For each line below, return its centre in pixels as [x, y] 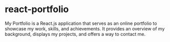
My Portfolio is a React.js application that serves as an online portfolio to [81, 23]
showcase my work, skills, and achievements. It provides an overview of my [85, 28]
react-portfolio [37, 9]
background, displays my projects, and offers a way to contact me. [75, 34]
